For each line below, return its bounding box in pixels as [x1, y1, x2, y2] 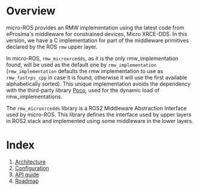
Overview [6, 4, 56, 18]
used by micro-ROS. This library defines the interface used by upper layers [6, 111, 192, 118]
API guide [14, 171, 40, 178]
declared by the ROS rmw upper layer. [6, 43, 98, 50]
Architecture [14, 158, 46, 165]
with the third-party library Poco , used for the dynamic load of [6, 86, 160, 94]
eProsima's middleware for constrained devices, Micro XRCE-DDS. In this [6, 30, 188, 37]
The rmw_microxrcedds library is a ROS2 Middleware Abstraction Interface [6, 104, 187, 111]
